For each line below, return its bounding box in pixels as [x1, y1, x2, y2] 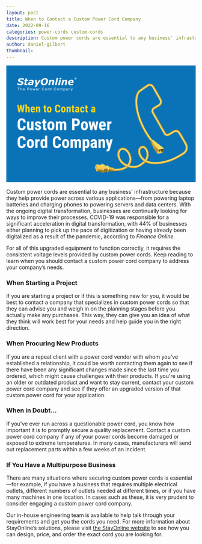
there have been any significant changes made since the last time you [6, 366, 180, 373]
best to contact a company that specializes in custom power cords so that [6, 298, 189, 306]
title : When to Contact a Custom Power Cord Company [6, 16, 141, 22]
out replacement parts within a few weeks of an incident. [6, 445, 147, 453]
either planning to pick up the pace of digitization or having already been [6, 226, 186, 233]
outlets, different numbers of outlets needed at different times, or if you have [6, 487, 196, 495]
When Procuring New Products [6, 339, 99, 348]
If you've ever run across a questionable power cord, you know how [6, 420, 175, 427]
